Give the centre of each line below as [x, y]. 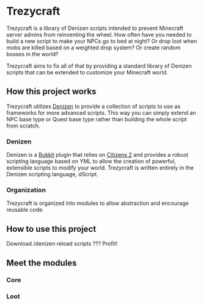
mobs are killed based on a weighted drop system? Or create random [94, 48]
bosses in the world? [33, 54]
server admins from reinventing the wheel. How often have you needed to [99, 34]
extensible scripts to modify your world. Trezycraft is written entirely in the [100, 168]
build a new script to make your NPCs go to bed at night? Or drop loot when [102, 41]
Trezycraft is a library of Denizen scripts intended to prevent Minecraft [95, 28]
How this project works [51, 92]
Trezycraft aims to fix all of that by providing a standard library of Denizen [99, 66]
